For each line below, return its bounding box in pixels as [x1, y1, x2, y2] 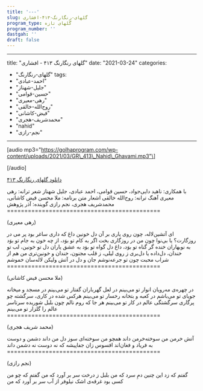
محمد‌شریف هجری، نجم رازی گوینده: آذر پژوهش [7, 201, 114, 207]
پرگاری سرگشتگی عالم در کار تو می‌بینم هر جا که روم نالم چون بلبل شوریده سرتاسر [7, 299, 195, 306]
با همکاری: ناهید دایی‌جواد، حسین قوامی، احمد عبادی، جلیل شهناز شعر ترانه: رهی [7, 188, 187, 195]
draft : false [7, 37, 40, 43]
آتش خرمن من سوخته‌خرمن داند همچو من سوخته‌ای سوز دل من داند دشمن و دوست [7, 335, 195, 342]
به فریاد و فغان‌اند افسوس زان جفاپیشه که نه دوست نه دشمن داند [7, 341, 153, 348]
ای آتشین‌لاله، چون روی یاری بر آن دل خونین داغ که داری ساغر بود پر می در [7, 230, 174, 238]
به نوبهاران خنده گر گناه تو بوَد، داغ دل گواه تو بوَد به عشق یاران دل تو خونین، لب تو [7, 243, 191, 250]
